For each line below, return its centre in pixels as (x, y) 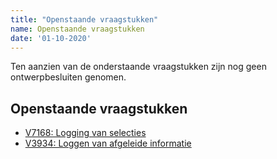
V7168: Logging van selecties (85, 133)
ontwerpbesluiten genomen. (68, 77)
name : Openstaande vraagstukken (77, 29)
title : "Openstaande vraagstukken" (84, 19)
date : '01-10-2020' (51, 38)
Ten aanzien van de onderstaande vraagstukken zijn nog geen (138, 67)
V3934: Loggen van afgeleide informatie (108, 143)
